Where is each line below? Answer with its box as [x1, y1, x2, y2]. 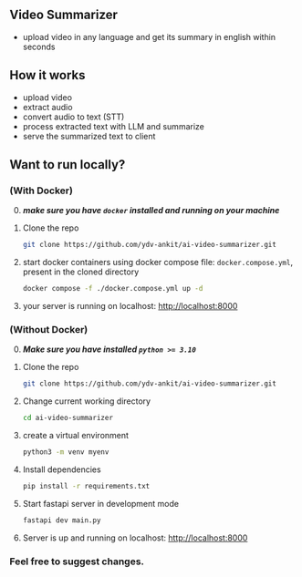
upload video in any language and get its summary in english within [22, 31, 276, 42]
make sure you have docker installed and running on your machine [22, 205, 280, 216]
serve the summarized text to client [22, 130, 156, 141]
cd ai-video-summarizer [22, 414, 114, 423]
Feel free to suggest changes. [9, 555, 144, 568]
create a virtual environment [22, 430, 130, 441]
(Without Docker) [9, 323, 89, 335]
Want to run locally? [9, 157, 126, 172]
